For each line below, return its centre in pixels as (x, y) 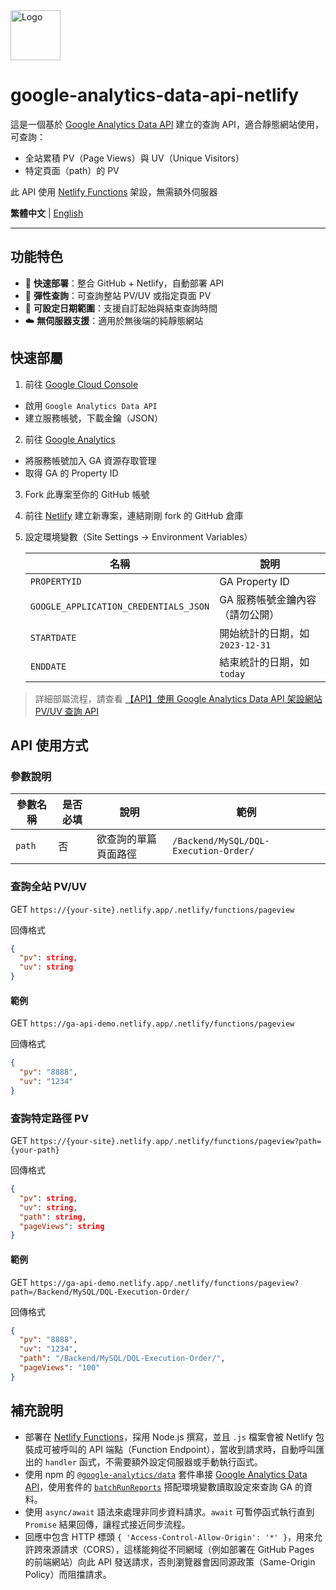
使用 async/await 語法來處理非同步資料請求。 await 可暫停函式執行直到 (169, 1511)
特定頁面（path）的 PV (72, 170)
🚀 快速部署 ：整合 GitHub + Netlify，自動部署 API (124, 283)
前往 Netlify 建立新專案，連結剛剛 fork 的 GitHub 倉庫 (134, 515)
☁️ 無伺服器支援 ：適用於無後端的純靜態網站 (114, 320)
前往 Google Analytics (70, 439)
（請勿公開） (249, 614)
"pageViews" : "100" (60, 1368)
